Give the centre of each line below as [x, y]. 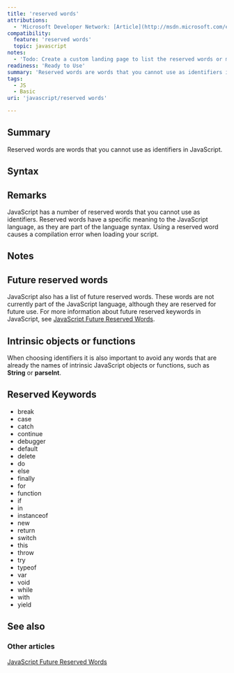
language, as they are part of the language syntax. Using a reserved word [113, 227]
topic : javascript [40, 46]
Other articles [31, 646]
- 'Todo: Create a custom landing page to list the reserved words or [118, 59]
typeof [27, 567]
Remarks [27, 195]
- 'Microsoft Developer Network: [62, 27]
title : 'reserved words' [43, 14]
